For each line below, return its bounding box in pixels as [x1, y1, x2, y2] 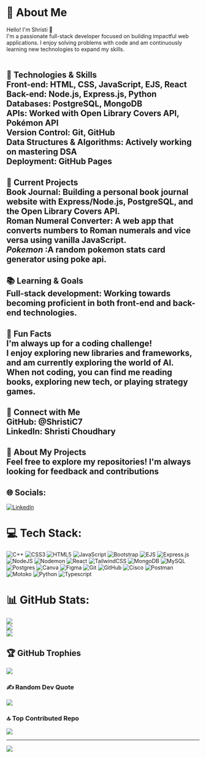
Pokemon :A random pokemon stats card [6, 244, 166, 255]
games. [6, 386, 36, 397]
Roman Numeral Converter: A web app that [6, 215, 174, 226]
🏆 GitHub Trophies [6, 648, 82, 658]
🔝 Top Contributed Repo [6, 714, 80, 722]
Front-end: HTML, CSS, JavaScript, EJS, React [6, 79, 187, 90]
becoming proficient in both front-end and [6, 298, 172, 309]
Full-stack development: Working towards [6, 288, 171, 299]
